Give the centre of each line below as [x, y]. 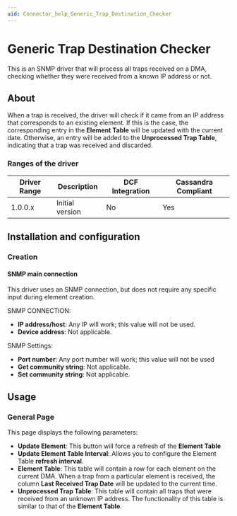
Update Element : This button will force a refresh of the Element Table [119, 446]
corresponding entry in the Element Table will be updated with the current [115, 130]
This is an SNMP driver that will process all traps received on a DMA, [107, 69]
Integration [131, 190]
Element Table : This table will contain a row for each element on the [117, 469]
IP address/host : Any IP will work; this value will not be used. [107, 325]
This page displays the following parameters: [73, 432]
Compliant [194, 190]
